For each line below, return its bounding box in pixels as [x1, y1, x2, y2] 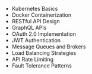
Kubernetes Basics [11, 5, 58, 12]
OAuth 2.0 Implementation [11, 30, 76, 38]
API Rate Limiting [11, 56, 54, 63]
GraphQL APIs [11, 24, 47, 31]
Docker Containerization [11, 11, 72, 18]
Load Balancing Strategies [11, 50, 77, 56]
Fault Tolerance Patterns [11, 62, 72, 69]
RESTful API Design [11, 18, 61, 24]
